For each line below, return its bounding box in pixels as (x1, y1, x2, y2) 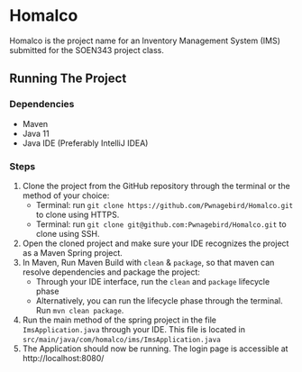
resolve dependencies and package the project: (22, 267, 201, 277)
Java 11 (22, 128, 50, 139)
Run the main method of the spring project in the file (22, 314, 216, 325)
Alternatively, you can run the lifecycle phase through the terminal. (35, 295, 283, 306)
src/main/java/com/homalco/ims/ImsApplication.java (22, 335, 221, 344)
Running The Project (9, 71, 127, 86)
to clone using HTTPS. (35, 209, 120, 220)
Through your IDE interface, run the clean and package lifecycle (35, 276, 270, 286)
